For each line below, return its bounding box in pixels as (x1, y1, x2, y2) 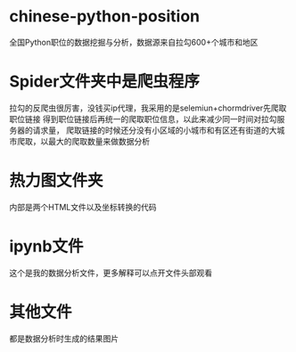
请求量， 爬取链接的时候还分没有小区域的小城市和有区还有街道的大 (32, 125, 277, 135)
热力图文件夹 (9, 171, 104, 191)
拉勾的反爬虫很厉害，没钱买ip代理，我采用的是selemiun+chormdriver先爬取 (9, 102, 287, 113)
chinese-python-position (9, 6, 201, 27)
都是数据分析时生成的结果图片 (9, 332, 119, 344)
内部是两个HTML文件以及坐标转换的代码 (9, 201, 158, 212)
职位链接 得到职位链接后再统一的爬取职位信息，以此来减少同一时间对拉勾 (9, 113, 277, 124)
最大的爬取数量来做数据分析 (47, 135, 150, 146)
